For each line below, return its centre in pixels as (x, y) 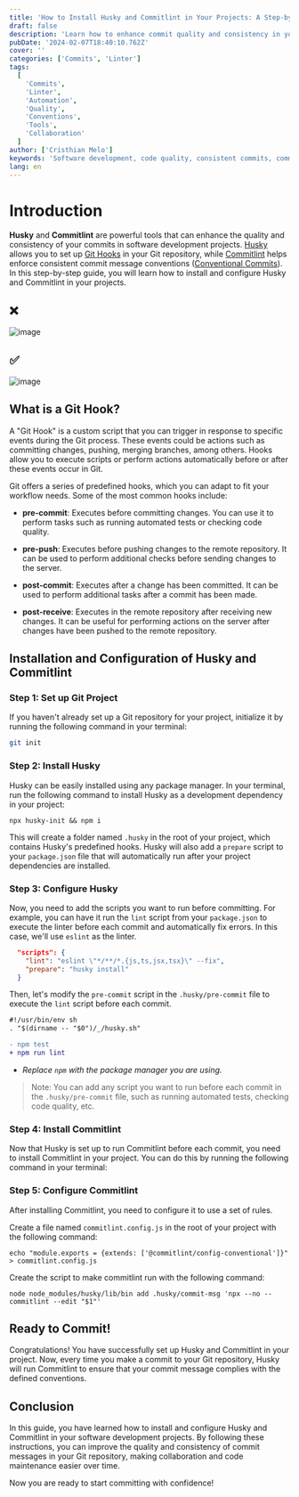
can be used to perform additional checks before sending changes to (149, 558)
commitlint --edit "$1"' (55, 1301)
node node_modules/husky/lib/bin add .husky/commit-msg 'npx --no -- (141, 1294)
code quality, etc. (63, 1106)
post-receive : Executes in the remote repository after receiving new (147, 612)
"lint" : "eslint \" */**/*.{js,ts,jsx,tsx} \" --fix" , (125, 961)
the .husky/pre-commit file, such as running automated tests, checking (160, 1096)
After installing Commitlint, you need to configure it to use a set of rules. (141, 1210)
